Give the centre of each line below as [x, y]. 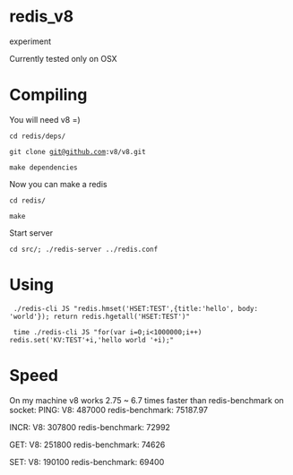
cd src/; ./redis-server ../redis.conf [84, 249]
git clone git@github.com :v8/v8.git [78, 151]
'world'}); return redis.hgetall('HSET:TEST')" [100, 316]
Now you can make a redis [58, 184]
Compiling [48, 95]
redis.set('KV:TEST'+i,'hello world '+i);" [92, 340]
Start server [31, 233]
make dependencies [43, 168]
